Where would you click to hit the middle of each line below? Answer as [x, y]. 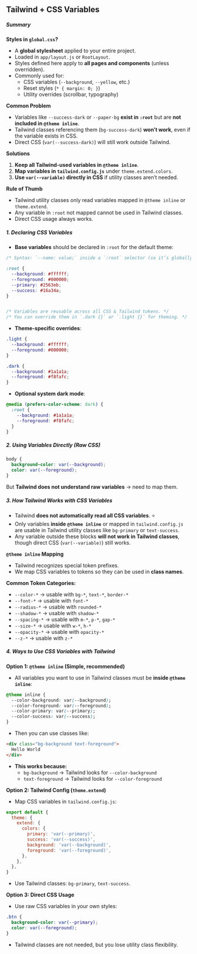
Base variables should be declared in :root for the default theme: [94, 247]
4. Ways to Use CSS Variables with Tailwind [61, 651]
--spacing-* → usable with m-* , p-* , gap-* [65, 619]
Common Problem [28, 106]
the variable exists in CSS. [46, 136]
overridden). [30, 69]
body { [14, 459]
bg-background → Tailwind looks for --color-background [90, 772]
